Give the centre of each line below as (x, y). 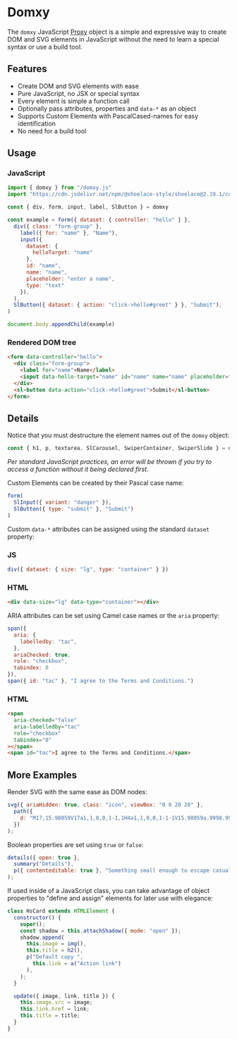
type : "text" (45, 285)
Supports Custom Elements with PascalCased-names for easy (108, 116)
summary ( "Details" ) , (44, 864)
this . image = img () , (56, 944)
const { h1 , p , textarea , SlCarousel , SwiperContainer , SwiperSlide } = (116, 449)
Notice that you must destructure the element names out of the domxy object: (119, 435)
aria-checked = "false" (45, 720)
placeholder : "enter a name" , (70, 279)
